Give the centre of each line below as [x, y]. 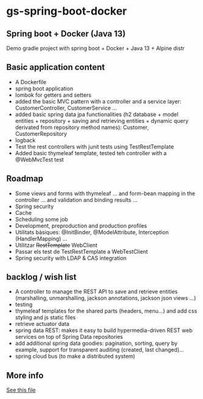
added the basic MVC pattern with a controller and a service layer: [98, 101]
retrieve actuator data [42, 324]
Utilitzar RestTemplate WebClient [56, 245]
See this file [21, 390]
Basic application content [56, 67]
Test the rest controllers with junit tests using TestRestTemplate [95, 147]
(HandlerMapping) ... [41, 238]
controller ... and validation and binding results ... [76, 199]
